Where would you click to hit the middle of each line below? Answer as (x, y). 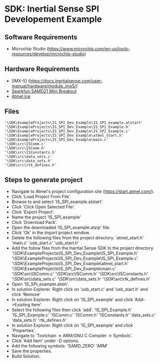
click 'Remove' (26, 295)
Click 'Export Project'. (33, 212)
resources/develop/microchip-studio (48, 54)
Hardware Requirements (42, 69)
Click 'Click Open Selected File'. (43, 207)
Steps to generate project (44, 180)
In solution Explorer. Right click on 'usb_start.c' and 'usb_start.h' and (80, 289)
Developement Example (53, 19)
